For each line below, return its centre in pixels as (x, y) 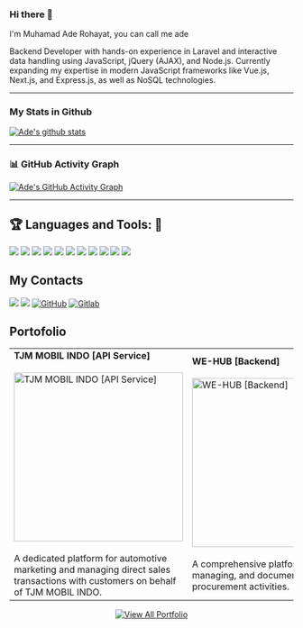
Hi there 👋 (32, 14)
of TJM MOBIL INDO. (58, 592)
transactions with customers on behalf (95, 581)
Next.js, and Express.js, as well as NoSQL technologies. (113, 80)
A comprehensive (230, 564)
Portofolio (38, 331)
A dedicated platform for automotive (91, 559)
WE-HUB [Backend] (236, 361)
